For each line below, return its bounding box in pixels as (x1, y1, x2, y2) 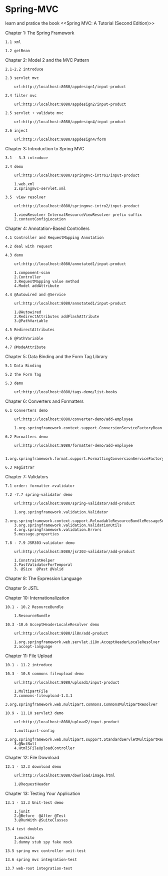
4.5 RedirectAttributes (5, 327, 55, 332)
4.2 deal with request (5, 244, 52, 249)
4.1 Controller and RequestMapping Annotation (5, 235, 104, 240)
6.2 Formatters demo (5, 434, 48, 439)
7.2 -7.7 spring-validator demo (5, 492, 72, 497)
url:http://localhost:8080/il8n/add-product (14, 631, 108, 636)
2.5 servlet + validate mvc (5, 110, 64, 116)
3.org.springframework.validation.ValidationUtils (14, 522, 122, 528)
